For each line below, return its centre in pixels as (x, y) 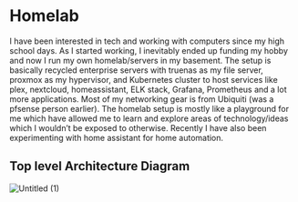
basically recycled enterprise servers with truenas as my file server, (137, 70)
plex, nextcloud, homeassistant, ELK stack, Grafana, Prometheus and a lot (148, 89)
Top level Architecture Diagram (100, 166)
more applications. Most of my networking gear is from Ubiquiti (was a (142, 99)
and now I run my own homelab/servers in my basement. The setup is (140, 60)
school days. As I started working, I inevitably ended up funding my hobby (149, 50)
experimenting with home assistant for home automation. (117, 137)
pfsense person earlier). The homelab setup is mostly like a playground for (149, 108)
